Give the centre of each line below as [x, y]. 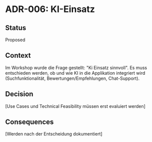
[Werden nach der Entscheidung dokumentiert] [54, 134]
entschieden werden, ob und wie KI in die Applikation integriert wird [75, 73]
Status [16, 28]
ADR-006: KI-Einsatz [50, 9]
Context [18, 55]
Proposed [15, 40]
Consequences [30, 122]
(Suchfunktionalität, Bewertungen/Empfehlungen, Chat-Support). [72, 78]
